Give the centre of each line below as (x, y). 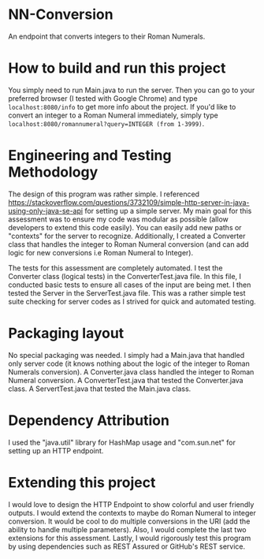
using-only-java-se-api (46, 211)
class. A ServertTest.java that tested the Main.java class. (100, 389)
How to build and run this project (117, 68)
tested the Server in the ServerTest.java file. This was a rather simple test (127, 293)
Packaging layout (66, 334)
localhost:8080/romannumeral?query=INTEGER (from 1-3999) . (106, 123)
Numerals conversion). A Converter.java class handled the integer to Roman (131, 371)
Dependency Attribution (89, 420)
